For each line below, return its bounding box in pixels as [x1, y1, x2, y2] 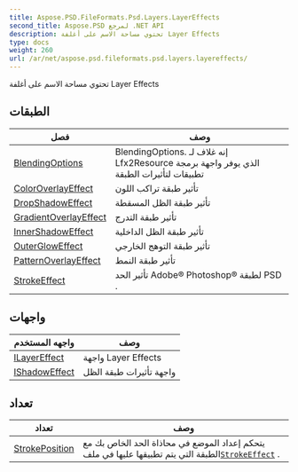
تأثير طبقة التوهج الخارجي [114, 240, 211, 252]
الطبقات [9, 104, 51, 120]
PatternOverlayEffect [13, 254, 101, 266]
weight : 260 [9, 46, 53, 55]
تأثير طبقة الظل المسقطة [114, 196, 211, 208]
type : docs [9, 37, 50, 47]
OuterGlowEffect [13, 240, 83, 252]
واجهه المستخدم [13, 336, 74, 349]
